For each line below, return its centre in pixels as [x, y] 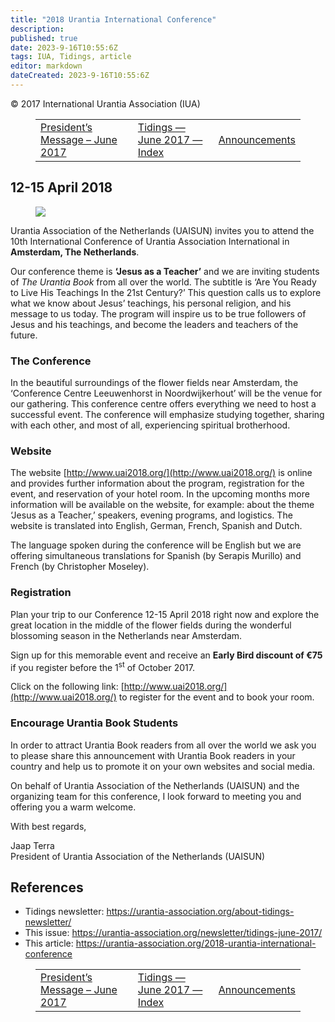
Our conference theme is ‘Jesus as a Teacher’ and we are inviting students [165, 271]
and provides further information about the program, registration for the [157, 483]
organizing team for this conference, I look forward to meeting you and [156, 796]
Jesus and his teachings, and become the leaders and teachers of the [154, 324]
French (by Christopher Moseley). [80, 567]
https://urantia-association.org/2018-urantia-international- [196, 943]
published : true [44, 38]
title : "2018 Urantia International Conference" [113, 19]
